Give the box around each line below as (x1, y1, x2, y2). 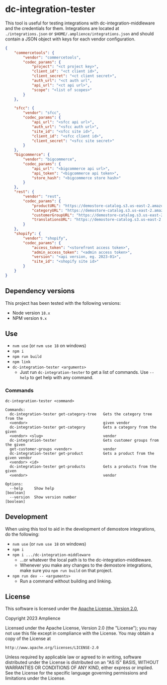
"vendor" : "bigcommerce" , (23, 157, 77, 162)
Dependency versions (5, 287, 75, 295)
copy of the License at (5, 636, 51, 642)
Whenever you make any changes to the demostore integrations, (19, 562, 153, 568)
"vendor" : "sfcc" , (23, 110, 61, 115)
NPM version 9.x (12, 315, 47, 321)
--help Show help (9, 486, 55, 491)
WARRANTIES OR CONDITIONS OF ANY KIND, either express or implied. (5, 665, 153, 671)
